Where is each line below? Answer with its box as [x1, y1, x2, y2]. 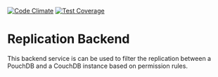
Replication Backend [7, 31, 130, 47]
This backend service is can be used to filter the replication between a [7, 54, 212, 62]
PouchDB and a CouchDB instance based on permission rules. [7, 62, 188, 70]
